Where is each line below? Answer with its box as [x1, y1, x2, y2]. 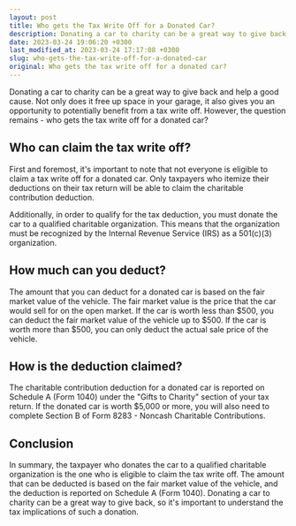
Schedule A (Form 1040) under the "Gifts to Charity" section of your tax [9, 392, 269, 402]
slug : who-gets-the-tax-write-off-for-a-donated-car [9, 54, 208, 63]
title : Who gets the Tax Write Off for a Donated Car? [9, 21, 216, 30]
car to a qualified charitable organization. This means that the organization [9, 218, 280, 229]
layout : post [9, 12, 57, 22]
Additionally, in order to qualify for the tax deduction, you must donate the [9, 209, 278, 219]
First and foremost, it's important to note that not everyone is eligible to [9, 164, 268, 174]
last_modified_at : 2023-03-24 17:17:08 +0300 [9, 46, 179, 55]
